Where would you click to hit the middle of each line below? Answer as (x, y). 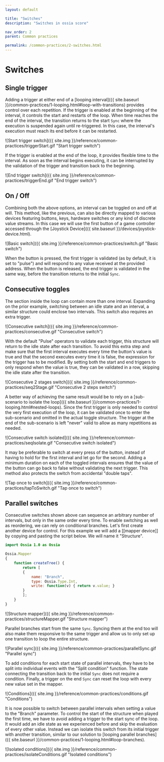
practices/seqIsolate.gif (29, 442)
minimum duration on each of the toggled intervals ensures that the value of (82, 463)
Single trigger (26, 88)
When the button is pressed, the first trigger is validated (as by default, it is (81, 258)
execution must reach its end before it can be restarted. (61, 131)
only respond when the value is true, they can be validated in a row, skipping (82, 367)
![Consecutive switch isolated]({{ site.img (47, 438)
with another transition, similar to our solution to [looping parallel (70, 734)
